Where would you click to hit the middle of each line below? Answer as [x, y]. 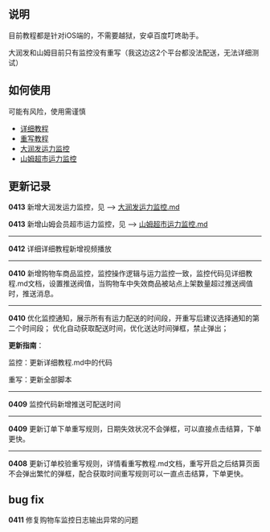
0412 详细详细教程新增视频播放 [60, 249]
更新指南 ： [26, 345]
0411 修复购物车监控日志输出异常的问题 [74, 520]
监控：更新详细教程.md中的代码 [60, 363]
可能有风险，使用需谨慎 [47, 111]
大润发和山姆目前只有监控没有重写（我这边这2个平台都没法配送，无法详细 [130, 52]
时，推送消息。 [33, 294]
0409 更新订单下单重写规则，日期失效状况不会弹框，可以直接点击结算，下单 [135, 429]
